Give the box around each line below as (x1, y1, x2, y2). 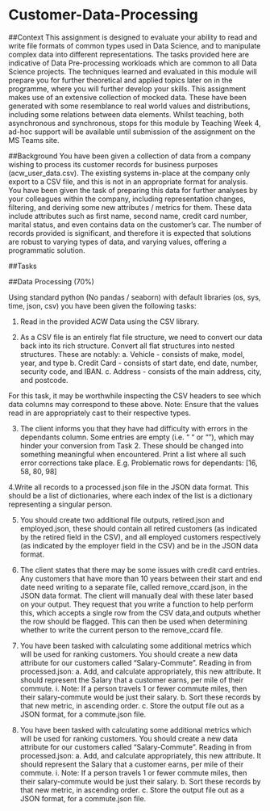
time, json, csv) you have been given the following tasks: (8, 300, 197, 310)
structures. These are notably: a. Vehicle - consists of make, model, (19, 349, 245, 359)
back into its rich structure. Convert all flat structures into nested (19, 341, 235, 351)
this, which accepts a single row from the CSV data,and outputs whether (19, 607, 261, 617)
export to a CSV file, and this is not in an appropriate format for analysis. (8, 176, 248, 187)
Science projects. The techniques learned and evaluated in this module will (8, 66, 258, 76)
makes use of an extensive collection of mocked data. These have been (8, 92, 247, 102)
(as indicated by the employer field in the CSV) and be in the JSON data (19, 540, 259, 550)
